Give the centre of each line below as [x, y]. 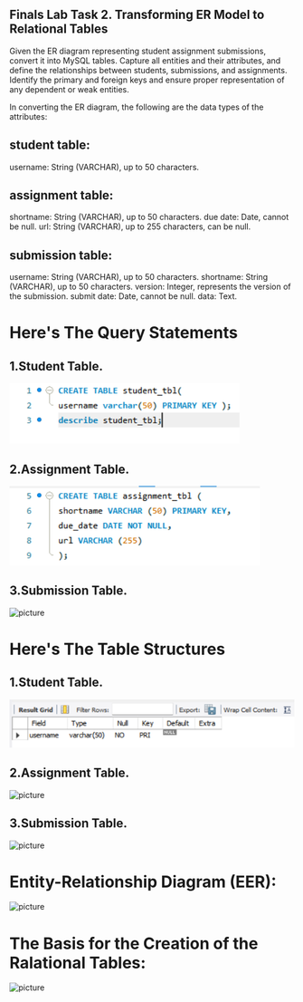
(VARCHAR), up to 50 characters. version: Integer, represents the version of [150, 287]
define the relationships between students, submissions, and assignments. [148, 70]
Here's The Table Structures [118, 649]
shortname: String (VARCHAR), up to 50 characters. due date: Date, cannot [149, 217]
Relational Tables [59, 29]
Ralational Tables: [78, 963]
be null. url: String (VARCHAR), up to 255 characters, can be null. [130, 226]
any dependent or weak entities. [69, 89]
